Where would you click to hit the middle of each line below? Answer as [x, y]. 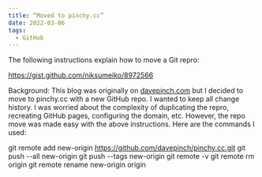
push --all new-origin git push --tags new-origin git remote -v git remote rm [131, 156]
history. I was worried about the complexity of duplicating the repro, [118, 107]
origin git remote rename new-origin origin [77, 165]
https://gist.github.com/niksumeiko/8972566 [81, 75]
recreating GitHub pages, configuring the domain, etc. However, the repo [127, 116]
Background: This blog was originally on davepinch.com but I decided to [126, 91]
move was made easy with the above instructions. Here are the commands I [131, 124]
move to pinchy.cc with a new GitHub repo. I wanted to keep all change [124, 99]
